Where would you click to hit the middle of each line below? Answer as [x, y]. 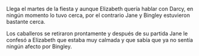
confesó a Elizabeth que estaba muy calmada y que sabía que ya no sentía [99, 40]
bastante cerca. [26, 22]
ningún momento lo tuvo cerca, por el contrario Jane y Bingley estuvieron [98, 15]
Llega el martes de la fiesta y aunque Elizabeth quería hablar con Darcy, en [100, 9]
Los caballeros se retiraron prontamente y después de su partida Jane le [97, 33]
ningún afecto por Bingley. [39, 46]
